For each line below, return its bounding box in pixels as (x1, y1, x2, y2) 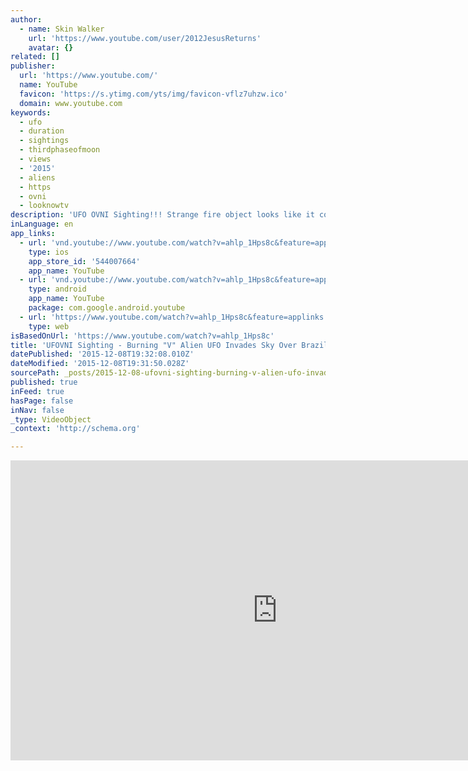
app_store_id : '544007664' (28, 256, 141, 266)
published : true (10, 377, 78, 387)
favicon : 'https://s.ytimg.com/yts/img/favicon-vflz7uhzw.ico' (19, 89, 288, 99)
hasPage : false (10, 396, 74, 406)
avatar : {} (28, 42, 74, 53)
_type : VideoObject (10, 414, 92, 425)
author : (10, 14, 43, 25)
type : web (28, 321, 70, 331)
